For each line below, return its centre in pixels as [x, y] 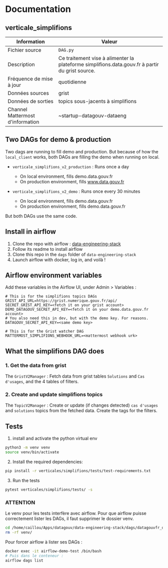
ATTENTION [20, 502]
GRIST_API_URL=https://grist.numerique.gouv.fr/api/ [61, 301]
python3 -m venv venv [28, 448]
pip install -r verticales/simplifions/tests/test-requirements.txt [78, 471]
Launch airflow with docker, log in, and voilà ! [59, 260]
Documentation [38, 9]
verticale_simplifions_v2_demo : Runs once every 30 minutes [76, 191]
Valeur [109, 42]
